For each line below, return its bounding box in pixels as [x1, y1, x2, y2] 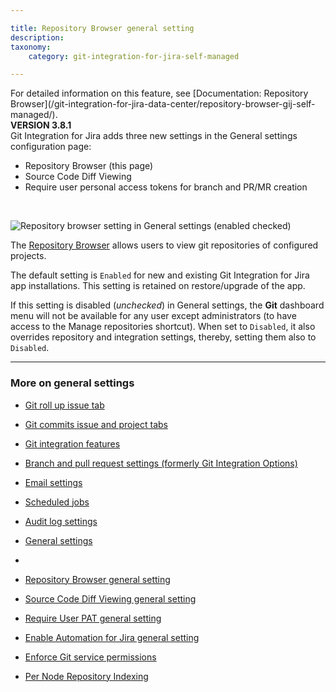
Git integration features [24, 437, 121, 450]
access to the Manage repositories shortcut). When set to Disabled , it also [10, 321, 316, 333]
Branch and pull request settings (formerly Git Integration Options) [24, 457, 298, 469]
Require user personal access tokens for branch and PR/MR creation [24, 181, 308, 193]
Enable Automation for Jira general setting [24, 631, 200, 643]
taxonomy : [10, 42, 52, 52]
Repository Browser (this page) [24, 160, 154, 172]
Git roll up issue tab [24, 399, 105, 411]
